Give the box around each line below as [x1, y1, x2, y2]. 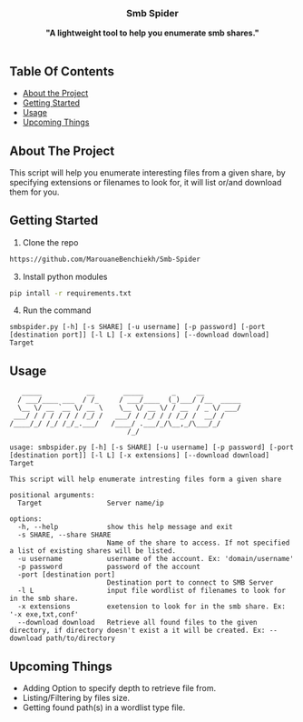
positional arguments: [9, 491, 95, 500]
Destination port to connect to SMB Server [106, 578, 274, 587]
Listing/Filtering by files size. [22, 693, 130, 704]
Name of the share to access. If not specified [106, 538, 290, 547]
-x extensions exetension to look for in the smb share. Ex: [17, 602, 286, 611]
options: [9, 515, 43, 524]
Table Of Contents [9, 64, 115, 79]
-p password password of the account [17, 562, 201, 572]
